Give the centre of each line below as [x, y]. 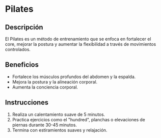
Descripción [24, 27]
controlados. [18, 49]
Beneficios [22, 65]
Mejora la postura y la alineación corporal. [55, 82]
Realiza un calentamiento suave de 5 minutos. [59, 114]
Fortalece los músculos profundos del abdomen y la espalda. [74, 77]
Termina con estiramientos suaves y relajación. [60, 130]
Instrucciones [27, 102]
